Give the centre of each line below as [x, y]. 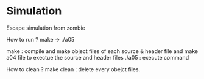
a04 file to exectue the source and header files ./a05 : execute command [98, 57]
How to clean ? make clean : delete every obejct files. [73, 69]
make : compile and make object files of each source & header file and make [102, 51]
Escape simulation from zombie [46, 28]
